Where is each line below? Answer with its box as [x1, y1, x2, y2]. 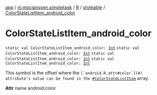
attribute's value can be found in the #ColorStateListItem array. [5, 75, 149, 81]
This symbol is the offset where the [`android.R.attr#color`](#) [5, 69, 143, 76]
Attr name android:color [5, 85, 56, 91]
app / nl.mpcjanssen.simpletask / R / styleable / [5, 5, 105, 10]
